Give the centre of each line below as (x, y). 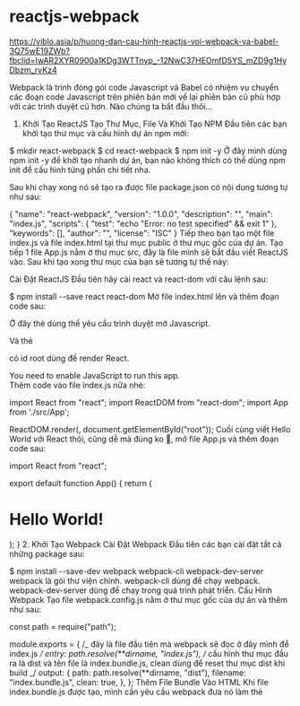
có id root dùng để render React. (69, 358)
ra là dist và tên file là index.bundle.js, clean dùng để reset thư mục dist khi (147, 663)
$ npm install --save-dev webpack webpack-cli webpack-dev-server (137, 571)
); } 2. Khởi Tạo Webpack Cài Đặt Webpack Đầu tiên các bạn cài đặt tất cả (146, 544)
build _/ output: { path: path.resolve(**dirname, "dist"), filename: (128, 672)
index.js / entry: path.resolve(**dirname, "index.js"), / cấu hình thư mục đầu (149, 653)
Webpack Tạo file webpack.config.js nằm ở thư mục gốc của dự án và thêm (149, 599)
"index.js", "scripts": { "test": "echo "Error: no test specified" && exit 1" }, (143, 223)
